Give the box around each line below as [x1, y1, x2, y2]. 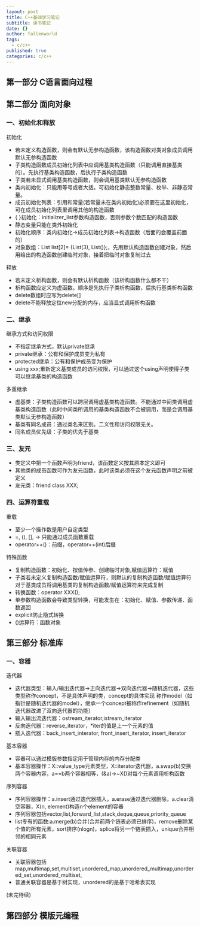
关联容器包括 [14, 858, 47, 866]
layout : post [6, 8, 39, 15]
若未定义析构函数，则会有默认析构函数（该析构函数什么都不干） [14, 276, 172, 283]
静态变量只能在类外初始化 [14, 221, 78, 228]
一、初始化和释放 [6, 119, 56, 127]
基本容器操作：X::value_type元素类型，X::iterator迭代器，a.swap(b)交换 [14, 762, 192, 770]
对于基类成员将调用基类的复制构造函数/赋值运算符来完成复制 [14, 581, 164, 588]
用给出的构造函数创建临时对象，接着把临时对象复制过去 [14, 251, 151, 258]
